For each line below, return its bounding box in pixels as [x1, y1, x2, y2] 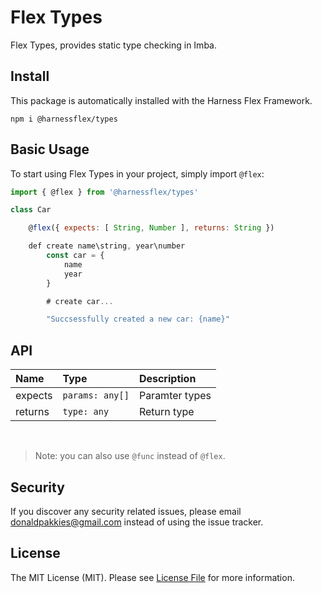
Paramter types [138, 389, 212, 403]
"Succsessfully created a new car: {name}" [46, 314, 230, 325]
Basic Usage [10, 141, 90, 158]
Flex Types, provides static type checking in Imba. [10, 39, 217, 51]
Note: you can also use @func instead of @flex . [34, 450, 226, 462]
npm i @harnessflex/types [10, 114, 118, 124]
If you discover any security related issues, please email [10, 505, 242, 517]
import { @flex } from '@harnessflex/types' [10, 187, 199, 197]
